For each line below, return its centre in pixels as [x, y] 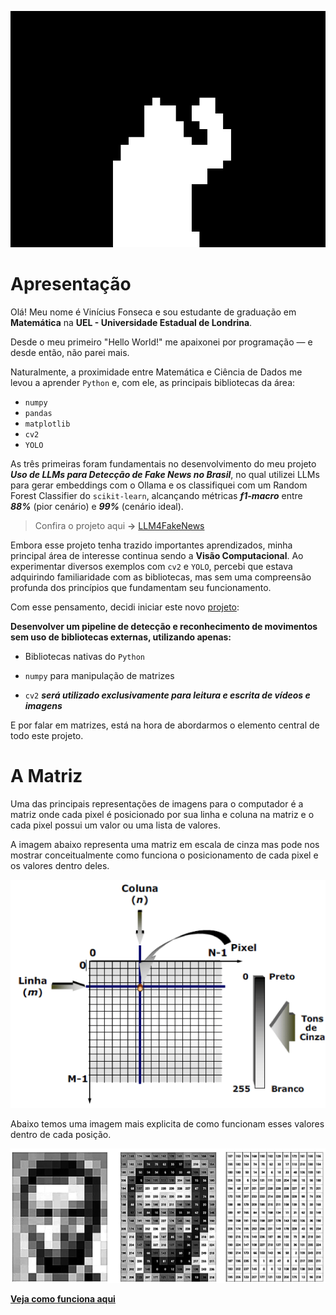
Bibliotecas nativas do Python [84, 656]
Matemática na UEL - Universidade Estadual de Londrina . [131, 322]
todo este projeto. [47, 735]
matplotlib [47, 424]
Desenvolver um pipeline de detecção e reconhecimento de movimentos [164, 626]
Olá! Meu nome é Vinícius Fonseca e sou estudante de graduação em [153, 312]
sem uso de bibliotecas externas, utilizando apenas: [121, 637]
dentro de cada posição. [61, 1134]
